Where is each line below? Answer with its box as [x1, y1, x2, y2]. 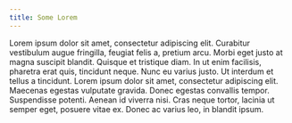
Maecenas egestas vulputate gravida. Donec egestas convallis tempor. [9, 85, 270, 95]
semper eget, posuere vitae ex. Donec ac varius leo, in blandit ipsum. [9, 103, 264, 114]
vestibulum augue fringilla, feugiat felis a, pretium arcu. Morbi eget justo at [9, 46, 283, 58]
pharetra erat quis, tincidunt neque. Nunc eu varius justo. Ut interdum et [9, 66, 274, 77]
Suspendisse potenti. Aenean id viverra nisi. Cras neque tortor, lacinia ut [9, 94, 275, 105]
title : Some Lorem [9, 12, 78, 22]
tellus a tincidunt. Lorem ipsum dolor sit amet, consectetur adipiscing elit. [9, 75, 279, 86]
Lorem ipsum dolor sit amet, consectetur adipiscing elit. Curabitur [9, 37, 251, 48]
